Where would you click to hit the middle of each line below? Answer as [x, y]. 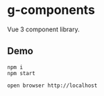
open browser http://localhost [52, 86]
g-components [51, 10]
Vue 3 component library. [43, 29]
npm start [21, 73]
